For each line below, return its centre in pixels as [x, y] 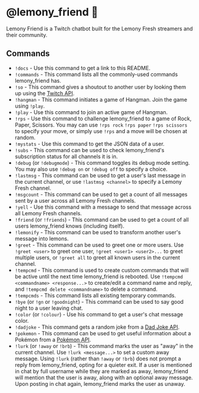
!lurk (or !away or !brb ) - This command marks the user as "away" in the [104, 346]
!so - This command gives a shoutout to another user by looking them [100, 87]
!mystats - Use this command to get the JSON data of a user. [90, 144]
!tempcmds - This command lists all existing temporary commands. [95, 295]
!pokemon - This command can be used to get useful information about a [103, 333]
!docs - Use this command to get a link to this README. [83, 68]
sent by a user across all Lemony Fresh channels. [75, 200]
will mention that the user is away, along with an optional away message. [104, 378]
